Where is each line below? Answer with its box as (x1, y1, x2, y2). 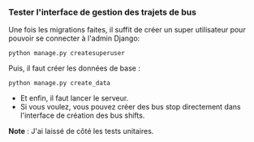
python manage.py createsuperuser (8, 49, 126, 58)
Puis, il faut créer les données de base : (8, 63, 140, 73)
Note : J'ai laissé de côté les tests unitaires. (8, 127, 154, 136)
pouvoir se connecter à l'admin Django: (8, 33, 140, 43)
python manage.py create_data (8, 80, 111, 88)
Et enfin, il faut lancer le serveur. (19, 93, 129, 103)
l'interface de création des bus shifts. (19, 110, 145, 120)
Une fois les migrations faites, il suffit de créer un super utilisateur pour (8, 25, 246, 35)
